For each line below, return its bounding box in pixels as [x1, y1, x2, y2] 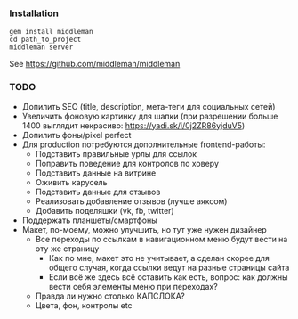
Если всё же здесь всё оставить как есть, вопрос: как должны [48, 271, 288, 282]
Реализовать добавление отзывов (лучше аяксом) [35, 195, 228, 207]
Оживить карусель [35, 176, 108, 187]
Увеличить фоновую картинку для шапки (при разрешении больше [21, 110, 278, 121]
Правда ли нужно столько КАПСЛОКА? [35, 290, 185, 301]
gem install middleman [9, 28, 93, 37]
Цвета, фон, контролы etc [35, 299, 133, 310]
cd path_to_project [9, 35, 82, 45]
